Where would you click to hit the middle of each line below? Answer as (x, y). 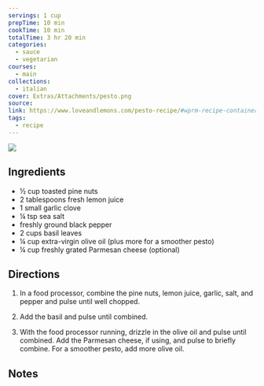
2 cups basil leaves (51, 232)
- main (26, 74)
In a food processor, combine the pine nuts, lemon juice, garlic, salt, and (136, 293)
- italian (31, 89)
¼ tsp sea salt (42, 216)
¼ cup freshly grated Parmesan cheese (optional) (100, 250)
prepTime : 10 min (37, 23)
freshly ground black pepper (66, 225)
